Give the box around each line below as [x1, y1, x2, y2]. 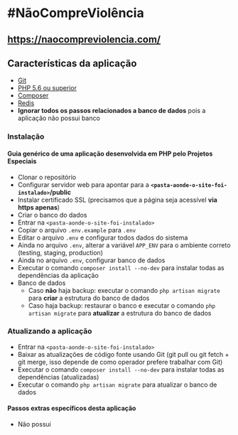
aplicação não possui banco [17, 114, 101, 122]
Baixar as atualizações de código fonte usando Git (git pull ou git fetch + [17, 350, 229, 358]
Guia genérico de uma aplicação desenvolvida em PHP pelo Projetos [7, 149, 213, 158]
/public [49, 188, 72, 196]
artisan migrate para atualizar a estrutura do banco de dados [28, 308, 212, 317]
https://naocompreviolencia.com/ [7, 33, 161, 45]
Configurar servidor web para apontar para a [17, 180, 149, 189]
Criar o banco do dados [17, 210, 87, 219]
